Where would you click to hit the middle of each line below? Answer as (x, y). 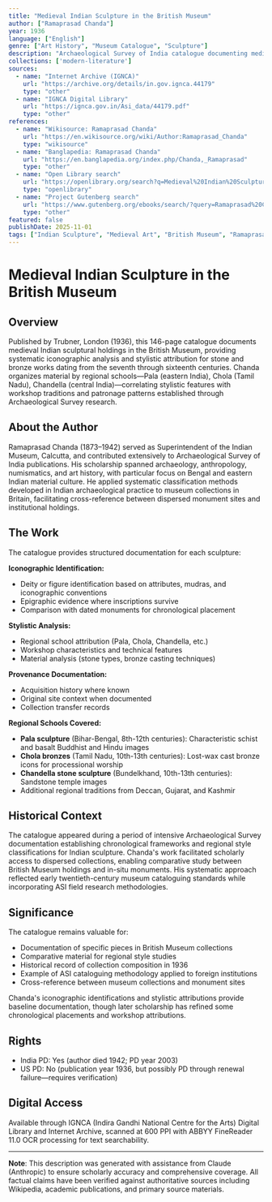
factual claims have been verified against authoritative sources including (129, 1180)
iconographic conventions (64, 592)
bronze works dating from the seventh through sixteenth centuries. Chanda (134, 367)
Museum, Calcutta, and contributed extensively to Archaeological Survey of (134, 455)
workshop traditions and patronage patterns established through (116, 393)
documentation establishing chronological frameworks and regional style (130, 844)
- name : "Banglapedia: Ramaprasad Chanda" (88, 152)
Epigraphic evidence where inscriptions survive (99, 601)
